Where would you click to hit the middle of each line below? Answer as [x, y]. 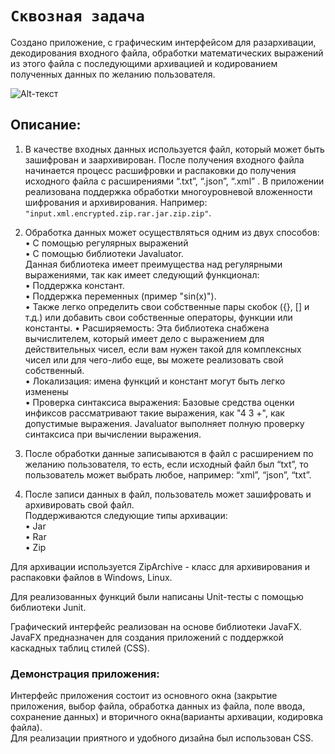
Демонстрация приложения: [85, 674]
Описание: [46, 125]
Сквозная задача [77, 16]
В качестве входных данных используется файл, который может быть [174, 149]
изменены [46, 391]
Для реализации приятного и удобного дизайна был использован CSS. [162, 738]
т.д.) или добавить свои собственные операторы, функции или [158, 317]
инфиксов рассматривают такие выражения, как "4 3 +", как [154, 413]
